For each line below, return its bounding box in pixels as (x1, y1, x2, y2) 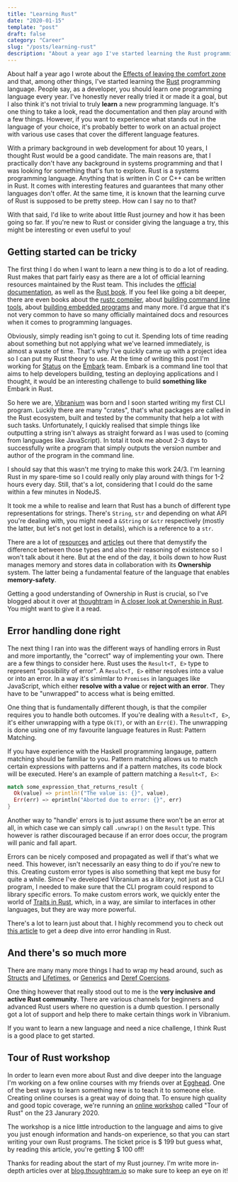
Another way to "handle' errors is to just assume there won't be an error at (7, 816, 225, 824)
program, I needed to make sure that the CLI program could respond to (7, 883, 215, 891)
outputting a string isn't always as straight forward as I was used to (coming (7, 428, 229, 437)
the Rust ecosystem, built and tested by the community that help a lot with (7, 413, 225, 421)
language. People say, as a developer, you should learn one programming (7, 85, 222, 93)
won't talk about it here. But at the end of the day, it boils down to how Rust (7, 552, 227, 562)
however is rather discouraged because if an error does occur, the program (7, 831, 228, 839)
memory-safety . (7, 575, 57, 584)
